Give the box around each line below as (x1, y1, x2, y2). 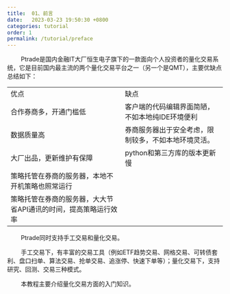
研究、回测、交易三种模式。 (7, 265, 86, 273)
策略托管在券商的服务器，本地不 (10, 172, 114, 181)
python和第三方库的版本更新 (125, 148, 216, 158)
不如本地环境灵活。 (152, 135, 214, 145)
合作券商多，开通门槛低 (10, 107, 87, 117)
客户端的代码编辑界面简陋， (125, 102, 214, 111)
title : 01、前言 (7, 10, 53, 17)
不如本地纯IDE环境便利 (125, 112, 198, 122)
